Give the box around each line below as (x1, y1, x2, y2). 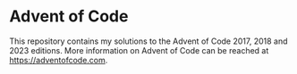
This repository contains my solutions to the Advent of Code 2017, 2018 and (9, 36, 288, 46)
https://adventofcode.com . (9, 54, 108, 65)
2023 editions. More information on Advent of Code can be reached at (9, 45, 269, 55)
